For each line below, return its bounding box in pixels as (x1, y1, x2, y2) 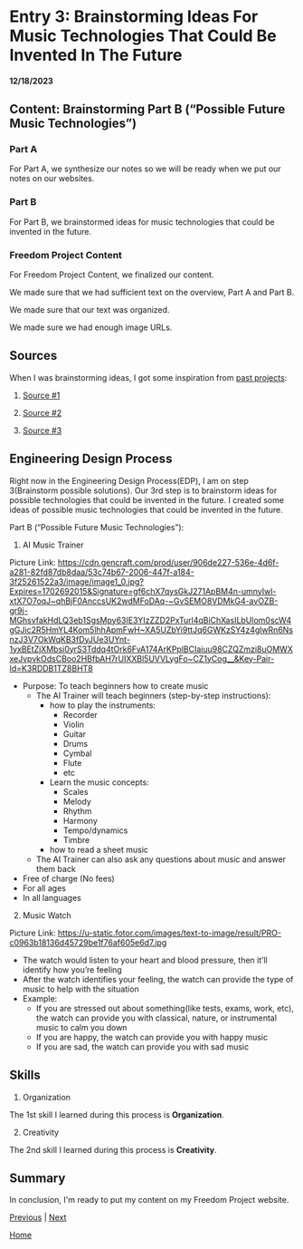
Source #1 (22, 390, 61, 401)
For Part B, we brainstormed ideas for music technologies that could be (9, 216, 275, 228)
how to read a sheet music (49, 844, 149, 855)
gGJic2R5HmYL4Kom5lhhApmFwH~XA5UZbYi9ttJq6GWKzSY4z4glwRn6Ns (9, 624, 294, 635)
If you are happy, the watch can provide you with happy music (35, 1031, 269, 1042)
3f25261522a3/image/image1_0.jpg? (9, 576, 145, 586)
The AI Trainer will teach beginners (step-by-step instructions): (35, 690, 271, 701)
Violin (62, 719, 84, 730)
